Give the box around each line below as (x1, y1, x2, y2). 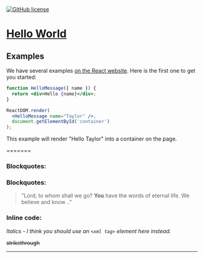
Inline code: (6, 214, 42, 222)
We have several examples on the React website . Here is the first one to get (6, 67, 195, 74)
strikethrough (6, 239, 40, 246)
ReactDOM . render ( (6, 107, 50, 113)
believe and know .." (21, 199, 72, 206)
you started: (6, 73, 36, 81)
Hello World (6, 27, 67, 41)
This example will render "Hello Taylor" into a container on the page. (6, 135, 177, 142)
